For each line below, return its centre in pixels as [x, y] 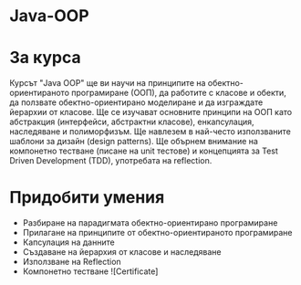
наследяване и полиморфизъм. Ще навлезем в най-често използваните [150, 132]
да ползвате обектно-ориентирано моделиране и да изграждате [136, 102]
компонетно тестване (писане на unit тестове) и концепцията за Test [144, 151]
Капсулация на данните [69, 242]
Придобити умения [87, 198]
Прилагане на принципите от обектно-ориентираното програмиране [157, 233]
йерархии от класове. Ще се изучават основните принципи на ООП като [151, 112]
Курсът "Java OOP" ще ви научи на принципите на [108, 83]
